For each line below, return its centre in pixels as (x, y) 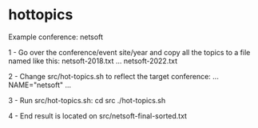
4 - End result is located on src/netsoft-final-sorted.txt (98, 116)
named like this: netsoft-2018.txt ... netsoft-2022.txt (93, 61)
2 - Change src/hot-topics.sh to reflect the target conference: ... (114, 76)
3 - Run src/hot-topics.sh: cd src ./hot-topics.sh (87, 100)
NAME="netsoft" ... (40, 85)
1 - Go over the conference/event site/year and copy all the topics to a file (129, 52)
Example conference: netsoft (56, 37)
